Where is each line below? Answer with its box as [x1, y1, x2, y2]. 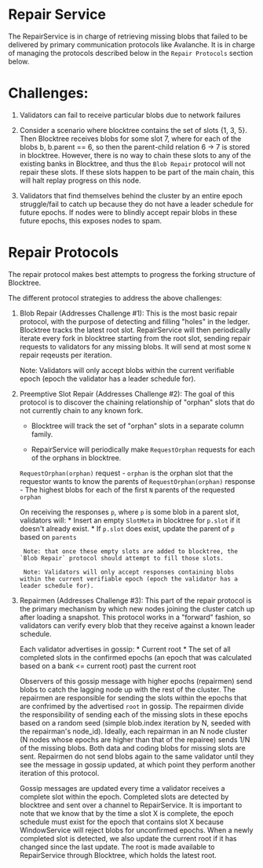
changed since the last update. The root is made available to [19, 842, 215, 851]
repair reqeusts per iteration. [19, 350, 112, 360]
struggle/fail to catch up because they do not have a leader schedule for [19, 199, 254, 209]
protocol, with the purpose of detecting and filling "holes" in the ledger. [19, 316, 250, 326]
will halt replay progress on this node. [19, 175, 141, 185]
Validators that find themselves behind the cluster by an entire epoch [19, 190, 243, 200]
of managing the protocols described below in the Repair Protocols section [8, 48, 254, 57]
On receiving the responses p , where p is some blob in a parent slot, [19, 507, 239, 516]
